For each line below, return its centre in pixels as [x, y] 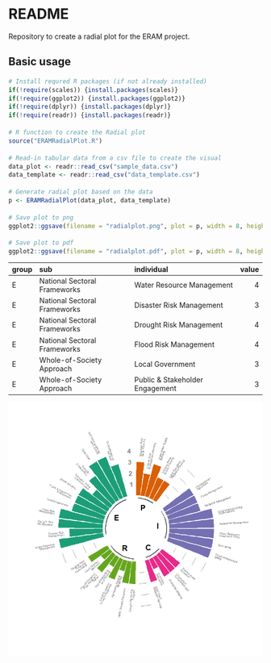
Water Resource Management [184, 285]
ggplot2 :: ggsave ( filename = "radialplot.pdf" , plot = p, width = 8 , [126, 252]
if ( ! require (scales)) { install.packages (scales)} [94, 90]
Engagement [155, 389]
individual [151, 269]
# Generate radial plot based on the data [81, 192]
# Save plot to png [41, 217]
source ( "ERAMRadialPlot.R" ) [56, 141]
